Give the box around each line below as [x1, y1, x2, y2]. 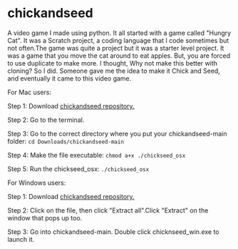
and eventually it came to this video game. [7, 73, 132, 83]
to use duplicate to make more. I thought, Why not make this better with [7, 59, 217, 67]
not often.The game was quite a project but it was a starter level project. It [7, 44, 224, 52]
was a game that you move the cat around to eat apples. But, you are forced [7, 51, 231, 60]
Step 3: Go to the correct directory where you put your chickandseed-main [7, 129, 227, 138]
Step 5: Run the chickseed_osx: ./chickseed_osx [7, 164, 150, 173]
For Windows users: [7, 178, 66, 187]
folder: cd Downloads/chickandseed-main [7, 137, 125, 146]
